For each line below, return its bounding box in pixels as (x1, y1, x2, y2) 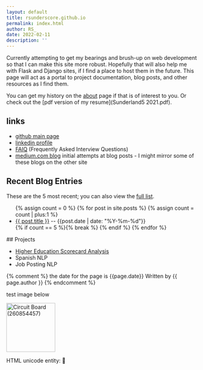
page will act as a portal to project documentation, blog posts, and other (6, 74, 188, 81)
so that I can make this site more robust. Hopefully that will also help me (6, 61, 187, 68)
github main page (15, 132, 60, 139)
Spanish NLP (15, 254, 48, 261)
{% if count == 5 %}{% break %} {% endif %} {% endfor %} (15, 224, 167, 231)
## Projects (6, 235, 35, 243)
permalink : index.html (6, 20, 64, 26)
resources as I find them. (6, 80, 69, 87)
